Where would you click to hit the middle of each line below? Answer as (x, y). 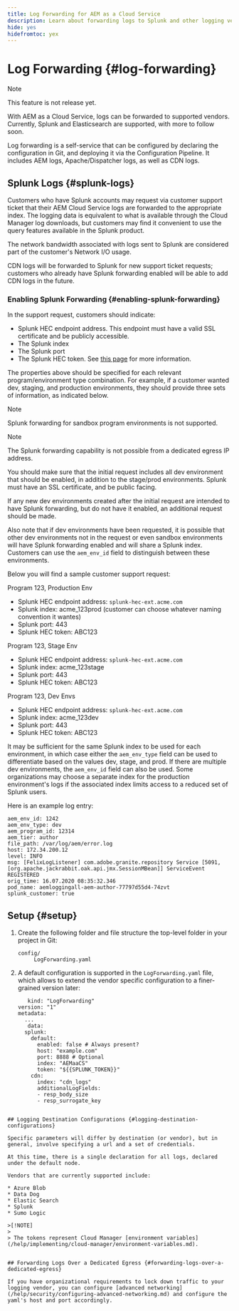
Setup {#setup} (42, 916)
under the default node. (44, 1163)
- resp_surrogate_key (69, 1101)
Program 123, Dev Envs (42, 696)
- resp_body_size (63, 1095)
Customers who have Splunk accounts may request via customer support (115, 200)
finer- (207, 980)
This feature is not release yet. (52, 103)
